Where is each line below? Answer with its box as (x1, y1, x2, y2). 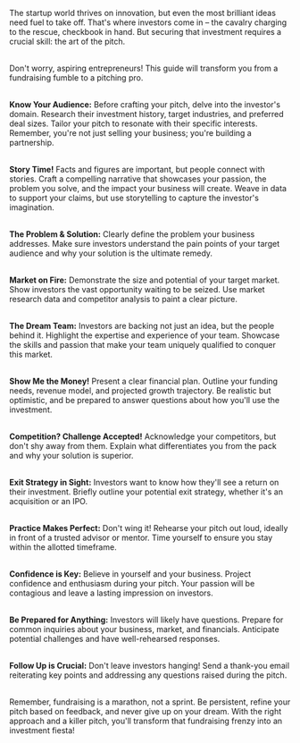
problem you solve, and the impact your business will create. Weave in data (9, 183, 287, 193)
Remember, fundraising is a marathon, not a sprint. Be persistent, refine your (9, 697, 291, 707)
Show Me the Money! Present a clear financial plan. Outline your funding (9, 376, 279, 386)
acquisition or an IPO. (9, 496, 87, 506)
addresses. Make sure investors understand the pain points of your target (9, 239, 279, 249)
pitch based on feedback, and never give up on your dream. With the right (9, 706, 282, 716)
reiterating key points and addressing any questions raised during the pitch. (9, 670, 287, 680)
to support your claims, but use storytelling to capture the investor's (9, 192, 259, 203)
